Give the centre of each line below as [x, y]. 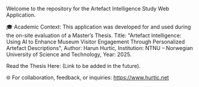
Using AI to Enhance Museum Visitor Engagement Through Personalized [96, 42]
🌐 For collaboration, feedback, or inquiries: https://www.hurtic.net [88, 77]
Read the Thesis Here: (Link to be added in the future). [73, 66]
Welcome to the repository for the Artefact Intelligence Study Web [88, 9]
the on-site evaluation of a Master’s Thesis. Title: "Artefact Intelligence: [94, 35]
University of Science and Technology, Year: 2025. [69, 54]
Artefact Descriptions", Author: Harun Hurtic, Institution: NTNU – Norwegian [100, 48]
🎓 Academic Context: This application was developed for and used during [99, 27]
